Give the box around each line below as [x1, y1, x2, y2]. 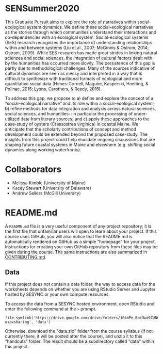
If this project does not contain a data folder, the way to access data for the [5, 281, 155, 287]
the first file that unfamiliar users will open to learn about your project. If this [5, 228, 157, 234]
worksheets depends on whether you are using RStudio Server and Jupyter [5, 286, 156, 292]
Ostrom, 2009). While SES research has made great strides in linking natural [5, 49, 158, 56]
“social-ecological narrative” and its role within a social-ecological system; [5, 100, 154, 106]
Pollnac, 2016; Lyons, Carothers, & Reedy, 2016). [5, 86, 102, 92]
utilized [5, 116, 20, 122]
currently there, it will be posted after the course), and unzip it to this [5, 333, 142, 339]
